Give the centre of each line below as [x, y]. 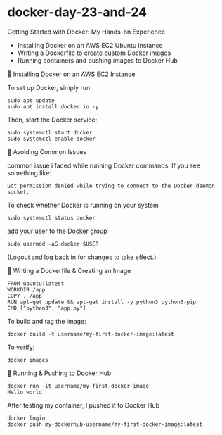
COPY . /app [25, 296]
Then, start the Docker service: [52, 120]
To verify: [21, 347]
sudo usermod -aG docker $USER [53, 244]
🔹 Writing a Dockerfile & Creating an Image [69, 270]
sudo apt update [31, 100]
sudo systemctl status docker [52, 218]
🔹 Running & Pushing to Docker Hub [59, 373]
